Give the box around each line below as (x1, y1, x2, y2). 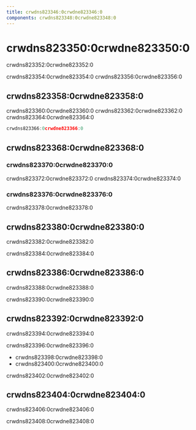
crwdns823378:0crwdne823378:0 (6, 204, 93, 211)
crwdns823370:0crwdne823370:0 (6, 160, 113, 169)
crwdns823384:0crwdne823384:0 (6, 249, 94, 257)
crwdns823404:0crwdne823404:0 (6, 390, 146, 400)
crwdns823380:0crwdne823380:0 (6, 222, 145, 232)
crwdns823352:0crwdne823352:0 (6, 61, 94, 69)
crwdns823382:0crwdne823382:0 (6, 238, 94, 245)
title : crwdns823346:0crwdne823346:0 (6, 9, 103, 15)
